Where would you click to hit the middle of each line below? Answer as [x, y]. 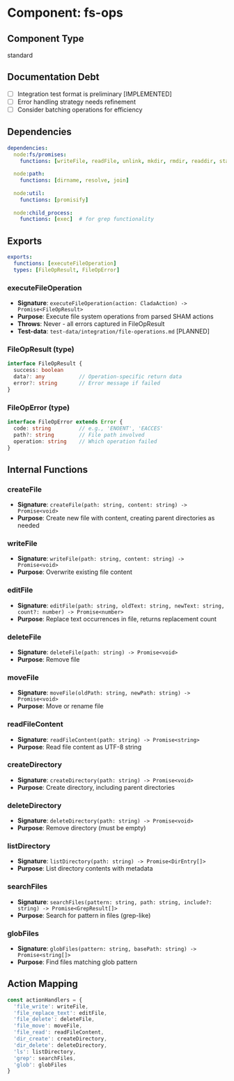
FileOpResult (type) [41, 349]
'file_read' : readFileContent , [59, 1032]
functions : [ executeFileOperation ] [65, 263]
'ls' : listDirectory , [45, 1052]
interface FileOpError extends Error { [65, 422]
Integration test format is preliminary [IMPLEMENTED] [94, 94]
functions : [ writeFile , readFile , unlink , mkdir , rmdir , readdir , [118, 161]
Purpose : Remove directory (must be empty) [81, 828]
